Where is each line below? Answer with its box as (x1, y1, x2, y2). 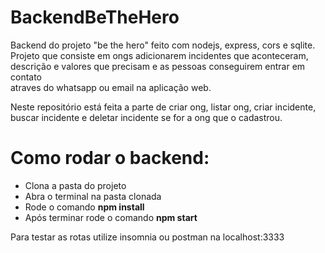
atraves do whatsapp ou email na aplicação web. (10, 81, 212, 93)
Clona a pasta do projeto (24, 179, 127, 191)
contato (10, 71, 43, 83)
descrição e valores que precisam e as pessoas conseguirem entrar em (10, 60, 306, 72)
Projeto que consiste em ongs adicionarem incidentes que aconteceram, (10, 49, 309, 61)
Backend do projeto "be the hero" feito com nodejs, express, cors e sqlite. (10, 39, 316, 51)
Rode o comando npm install (24, 201, 145, 213)
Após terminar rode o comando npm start (24, 211, 198, 223)
